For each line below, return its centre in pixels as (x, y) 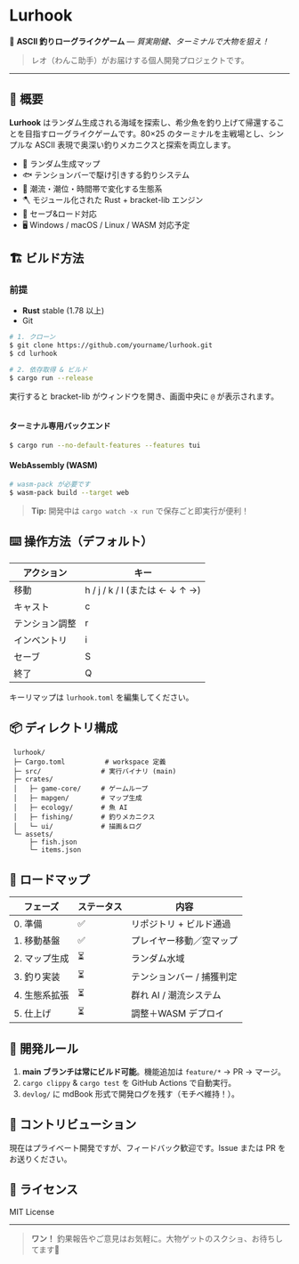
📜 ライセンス (44, 1190)
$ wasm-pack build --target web (69, 492)
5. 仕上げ (32, 1013)
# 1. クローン (32, 337)
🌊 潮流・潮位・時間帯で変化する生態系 (92, 189)
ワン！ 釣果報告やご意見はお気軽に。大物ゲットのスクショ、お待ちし (157, 1238)
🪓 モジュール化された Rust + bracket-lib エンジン (113, 199)
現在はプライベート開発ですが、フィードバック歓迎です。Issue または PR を (148, 1147)
